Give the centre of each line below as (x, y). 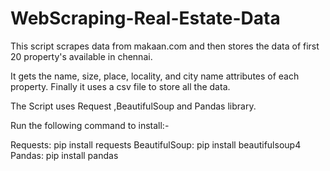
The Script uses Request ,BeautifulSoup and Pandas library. (133, 106)
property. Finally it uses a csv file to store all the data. (120, 86)
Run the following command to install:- (90, 125)
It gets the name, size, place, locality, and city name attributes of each (155, 76)
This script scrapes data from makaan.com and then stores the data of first (165, 46)
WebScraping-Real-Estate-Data (145, 18)
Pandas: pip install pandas (64, 155)
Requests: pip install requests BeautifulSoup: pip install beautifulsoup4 (156, 144)
